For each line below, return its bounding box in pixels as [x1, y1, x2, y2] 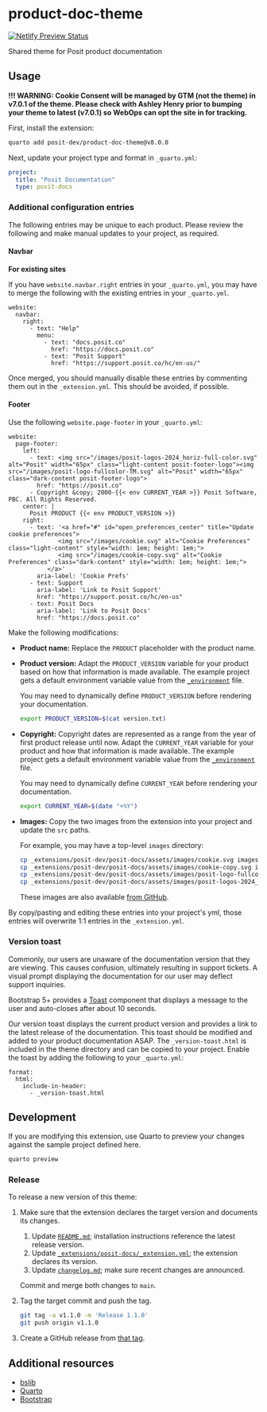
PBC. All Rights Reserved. [8, 495, 98, 504]
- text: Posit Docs [29, 600, 94, 608]
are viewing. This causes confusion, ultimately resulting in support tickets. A [8, 963, 258, 972]
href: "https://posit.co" [37, 481, 123, 489]
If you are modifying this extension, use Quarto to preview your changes [8, 1131, 245, 1142]
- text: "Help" [29, 324, 80, 333]
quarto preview [8, 1155, 59, 1164]
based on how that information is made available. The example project [19, 667, 250, 676]
